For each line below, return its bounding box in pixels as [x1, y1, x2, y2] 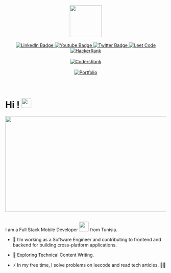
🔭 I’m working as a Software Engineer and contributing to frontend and [12, 236, 162, 242]
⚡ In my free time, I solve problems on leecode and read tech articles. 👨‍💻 [12, 262, 166, 268]
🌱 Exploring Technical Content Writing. [12, 252, 94, 258]
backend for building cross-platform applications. [12, 242, 117, 248]
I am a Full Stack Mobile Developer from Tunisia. [5, 227, 117, 233]
